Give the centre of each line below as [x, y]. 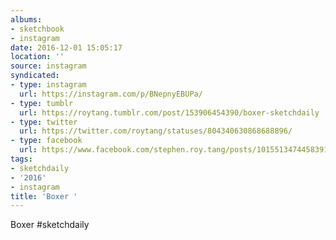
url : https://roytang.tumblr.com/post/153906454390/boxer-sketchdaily [169, 112]
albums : [26, 19]
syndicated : [35, 76]
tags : [21, 159]
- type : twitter [44, 122]
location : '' [37, 57]
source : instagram [48, 66]
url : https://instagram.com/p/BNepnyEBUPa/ [111, 94]
